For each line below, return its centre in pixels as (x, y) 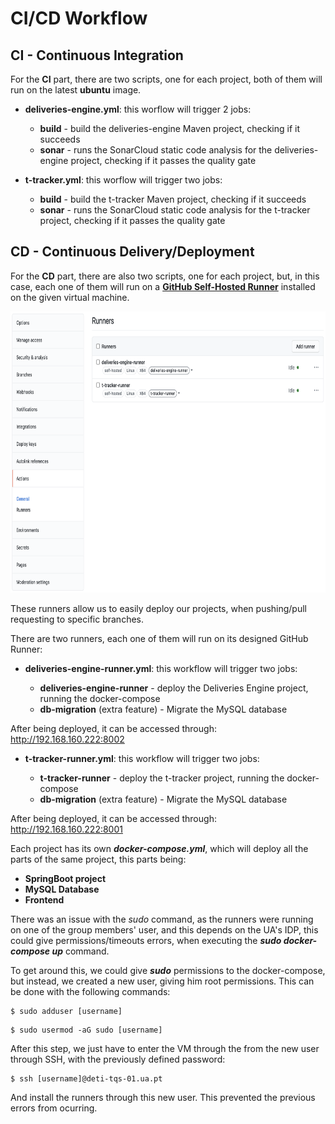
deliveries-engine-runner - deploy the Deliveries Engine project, (174, 688)
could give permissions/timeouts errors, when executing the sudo (146, 940)
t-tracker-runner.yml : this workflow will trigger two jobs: (142, 758)
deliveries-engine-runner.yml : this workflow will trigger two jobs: (161, 668)
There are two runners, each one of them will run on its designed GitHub (159, 638)
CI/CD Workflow (79, 18)
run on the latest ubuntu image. (76, 90)
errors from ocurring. (54, 1108)
